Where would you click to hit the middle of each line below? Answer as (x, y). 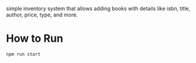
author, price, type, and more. (42, 15)
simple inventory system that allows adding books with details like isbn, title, (98, 9)
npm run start (23, 54)
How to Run (35, 39)
